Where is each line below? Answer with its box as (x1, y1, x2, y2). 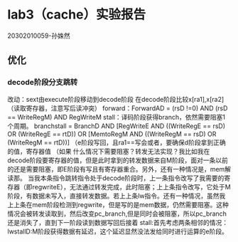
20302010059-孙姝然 (7, 31, 71, 40)
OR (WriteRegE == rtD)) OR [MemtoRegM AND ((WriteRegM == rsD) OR (7, 130, 217, 138)
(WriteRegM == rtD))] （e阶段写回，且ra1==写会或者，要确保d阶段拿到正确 (7, 138, 226, 147)
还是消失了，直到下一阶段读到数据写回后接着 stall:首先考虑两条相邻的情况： (7, 218, 229, 226)
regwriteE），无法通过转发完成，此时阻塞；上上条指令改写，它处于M (31, 182, 231, 191)
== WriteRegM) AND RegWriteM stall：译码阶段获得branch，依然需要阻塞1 (7, 112, 226, 121)
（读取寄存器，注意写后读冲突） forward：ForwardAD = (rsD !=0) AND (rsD (7, 104, 228, 112)
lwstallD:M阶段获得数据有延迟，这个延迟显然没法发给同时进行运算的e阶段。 (7, 227, 229, 236)
